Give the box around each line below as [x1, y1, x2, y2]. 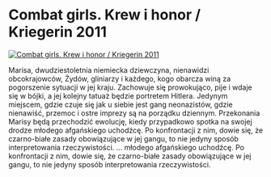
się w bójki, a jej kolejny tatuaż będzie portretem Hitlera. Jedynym [8, 91, 228, 100]
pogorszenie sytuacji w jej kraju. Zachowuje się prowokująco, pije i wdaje [8, 82, 252, 92]
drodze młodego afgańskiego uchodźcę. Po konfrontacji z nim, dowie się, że [8, 125, 264, 135]
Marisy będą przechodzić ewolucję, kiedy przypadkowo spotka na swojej [8, 116, 252, 126]
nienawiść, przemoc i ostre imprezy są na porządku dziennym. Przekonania [8, 107, 260, 118]
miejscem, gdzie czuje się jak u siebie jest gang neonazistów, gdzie [8, 99, 233, 109]
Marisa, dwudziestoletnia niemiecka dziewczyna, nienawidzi [8, 65, 210, 74]
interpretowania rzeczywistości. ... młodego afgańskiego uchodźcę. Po [8, 142, 245, 152]
